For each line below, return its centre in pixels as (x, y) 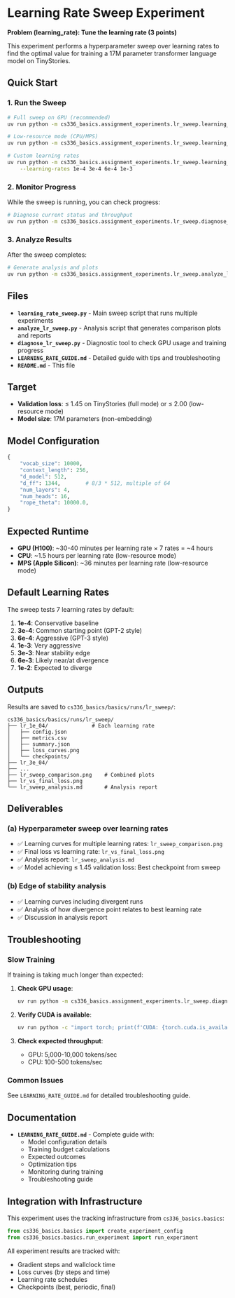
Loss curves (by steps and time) (64, 1272)
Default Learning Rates (58, 593)
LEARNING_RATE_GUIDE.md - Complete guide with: (86, 1135)
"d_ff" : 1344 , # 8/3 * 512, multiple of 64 (95, 483)
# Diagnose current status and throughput (70, 215)
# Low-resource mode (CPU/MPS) (53, 137)
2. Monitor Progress (42, 187)
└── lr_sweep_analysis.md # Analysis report (83, 787)
